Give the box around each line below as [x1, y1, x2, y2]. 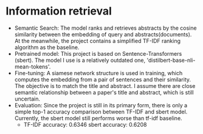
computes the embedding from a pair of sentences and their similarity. [14, 76, 191, 83]
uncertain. [14, 95, 41, 102]
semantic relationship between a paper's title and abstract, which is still [14, 89, 194, 96]
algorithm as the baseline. [14, 44, 80, 51]
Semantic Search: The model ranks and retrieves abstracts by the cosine [14, 24, 197, 32]
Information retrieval [5, 4, 112, 18]
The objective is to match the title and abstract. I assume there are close [14, 82, 196, 89]
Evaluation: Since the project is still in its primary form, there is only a [14, 101, 188, 109]
